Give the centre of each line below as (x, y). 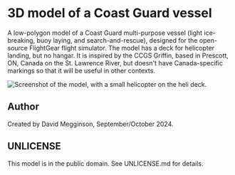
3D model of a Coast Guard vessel (110, 13)
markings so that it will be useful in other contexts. (81, 70)
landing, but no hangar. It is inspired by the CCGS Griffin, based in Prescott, (118, 55)
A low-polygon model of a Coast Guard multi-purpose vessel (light (105, 33)
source (18, 48)
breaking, (21, 40)
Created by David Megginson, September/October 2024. (90, 124)
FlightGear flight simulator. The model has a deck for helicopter (122, 48)
